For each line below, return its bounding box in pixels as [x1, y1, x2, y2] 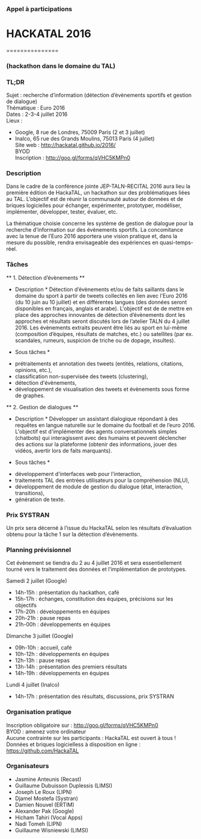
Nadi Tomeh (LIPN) [14, 820, 62, 827]
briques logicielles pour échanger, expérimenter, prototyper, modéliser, [6, 202, 182, 209]
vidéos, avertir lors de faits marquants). [14, 447, 112, 454]
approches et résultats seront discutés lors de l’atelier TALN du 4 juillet [14, 317, 190, 325]
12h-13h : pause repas [14, 657, 70, 664]
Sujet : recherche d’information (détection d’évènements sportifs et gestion [6, 92, 192, 99]
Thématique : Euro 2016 [6, 104, 65, 112]
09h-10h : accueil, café [14, 644, 72, 651]
